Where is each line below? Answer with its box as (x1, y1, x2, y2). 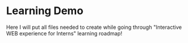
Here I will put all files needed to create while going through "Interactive (6, 24, 182, 31)
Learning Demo (6, 4, 84, 18)
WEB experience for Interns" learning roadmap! (6, 29, 123, 37)
